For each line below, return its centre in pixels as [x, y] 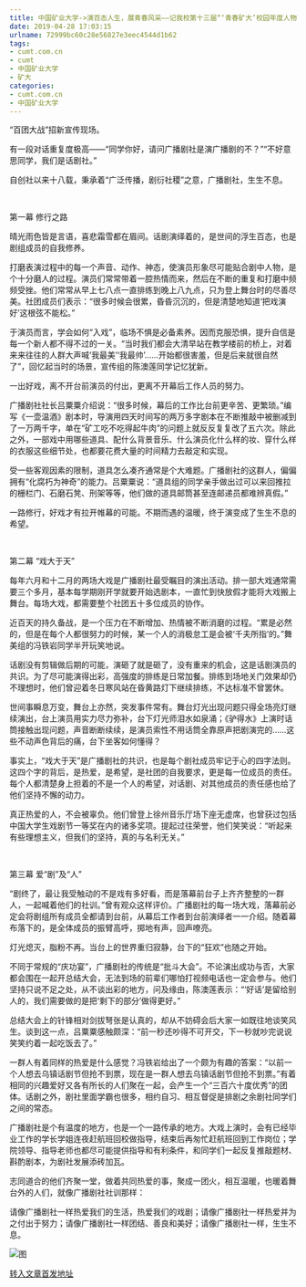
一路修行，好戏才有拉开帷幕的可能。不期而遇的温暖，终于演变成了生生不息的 [153, 513]
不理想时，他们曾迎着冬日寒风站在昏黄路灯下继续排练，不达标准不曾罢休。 [149, 688]
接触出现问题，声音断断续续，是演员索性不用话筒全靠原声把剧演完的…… [152, 730]
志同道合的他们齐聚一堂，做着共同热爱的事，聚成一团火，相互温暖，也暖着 [149, 1181]
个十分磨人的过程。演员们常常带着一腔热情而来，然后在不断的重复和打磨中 [149, 278]
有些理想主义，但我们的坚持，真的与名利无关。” [97, 837]
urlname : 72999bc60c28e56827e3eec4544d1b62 [93, 35]
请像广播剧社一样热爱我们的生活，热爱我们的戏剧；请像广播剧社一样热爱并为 [153, 1212]
